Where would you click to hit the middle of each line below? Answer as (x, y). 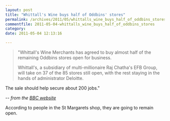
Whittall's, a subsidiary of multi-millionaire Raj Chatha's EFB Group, (88, 67)
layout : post (19, 10)
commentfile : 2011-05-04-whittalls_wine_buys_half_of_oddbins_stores (80, 24)
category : (16, 29)
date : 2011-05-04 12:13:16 (34, 33)
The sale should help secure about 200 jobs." (53, 88)
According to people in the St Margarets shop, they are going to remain (79, 108)
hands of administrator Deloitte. (51, 78)
